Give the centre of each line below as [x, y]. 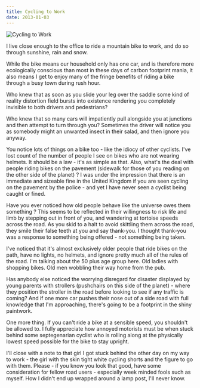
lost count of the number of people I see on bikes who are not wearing [93, 155]
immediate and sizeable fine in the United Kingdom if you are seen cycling [97, 181]
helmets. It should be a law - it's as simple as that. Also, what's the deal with [100, 162]
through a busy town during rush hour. [53, 83]
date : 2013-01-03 [28, 17]
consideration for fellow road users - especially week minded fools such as [99, 372]
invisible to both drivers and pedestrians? [57, 107]
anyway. [16, 137]
